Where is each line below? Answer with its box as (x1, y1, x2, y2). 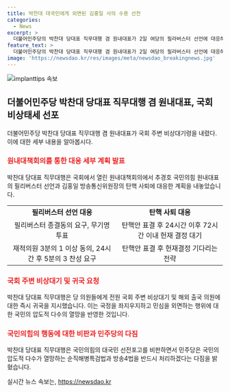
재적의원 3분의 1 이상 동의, (12, 243, 94, 253)
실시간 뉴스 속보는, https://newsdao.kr (7, 378, 112, 386)
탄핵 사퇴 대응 (149, 207, 191, 217)
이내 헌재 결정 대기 (146, 231, 202, 240)
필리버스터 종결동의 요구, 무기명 (14, 220, 110, 230)
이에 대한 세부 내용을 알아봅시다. (7, 137, 94, 146)
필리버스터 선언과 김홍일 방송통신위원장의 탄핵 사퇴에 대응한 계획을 (14, 181, 192, 189)
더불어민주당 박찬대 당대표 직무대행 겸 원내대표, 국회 (7, 97, 214, 108)
